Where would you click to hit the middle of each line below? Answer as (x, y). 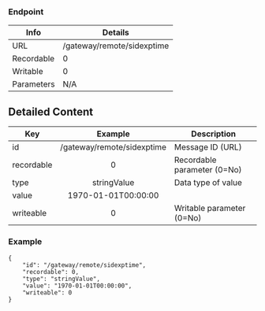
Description (214, 134)
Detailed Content (51, 111)
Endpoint (26, 12)
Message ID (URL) (208, 147)
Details (116, 32)
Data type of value (208, 183)
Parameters (34, 83)
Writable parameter (210, 209)
